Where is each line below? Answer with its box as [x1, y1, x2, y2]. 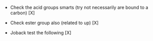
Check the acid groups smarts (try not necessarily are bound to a [10, 5, 148, 10]
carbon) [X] [10, 10, 35, 16]
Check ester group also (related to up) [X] [10, 20, 99, 26]
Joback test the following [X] [10, 30, 72, 35]
